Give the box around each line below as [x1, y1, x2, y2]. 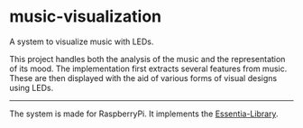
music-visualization [9, 6, 162, 27]
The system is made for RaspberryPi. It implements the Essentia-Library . [9, 108, 279, 119]
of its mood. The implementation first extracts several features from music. [9, 63, 288, 74]
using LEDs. [9, 82, 54, 93]
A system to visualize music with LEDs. [9, 36, 154, 47]
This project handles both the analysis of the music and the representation [9, 53, 286, 64]
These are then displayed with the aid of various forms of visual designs [9, 72, 278, 83]
